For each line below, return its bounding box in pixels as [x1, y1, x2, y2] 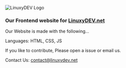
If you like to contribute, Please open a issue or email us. [5, 48, 121, 54]
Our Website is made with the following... [5, 28, 90, 34]
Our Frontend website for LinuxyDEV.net [5, 17, 105, 24]
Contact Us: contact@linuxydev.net [5, 57, 78, 63]
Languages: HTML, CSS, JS [5, 38, 62, 44]
